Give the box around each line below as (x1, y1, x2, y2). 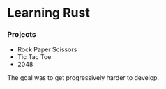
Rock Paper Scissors (17, 45, 77, 54)
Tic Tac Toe (17, 53, 52, 61)
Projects (7, 30, 36, 40)
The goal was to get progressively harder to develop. (7, 74, 159, 82)
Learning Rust (7, 5, 91, 21)
